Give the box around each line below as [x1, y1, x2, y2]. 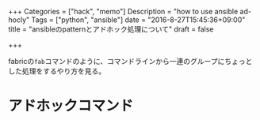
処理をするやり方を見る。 [21, 66, 105, 76]
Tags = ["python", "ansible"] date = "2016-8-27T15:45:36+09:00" [31, 15, 246, 24]
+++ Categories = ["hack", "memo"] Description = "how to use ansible [8, 7, 239, 16]
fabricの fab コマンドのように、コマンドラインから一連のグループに [8, 57, 225, 66]
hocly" [8, 15, 30, 24]
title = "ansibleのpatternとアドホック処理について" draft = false [8, 24, 214, 34]
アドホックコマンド [8, 97, 134, 115]
